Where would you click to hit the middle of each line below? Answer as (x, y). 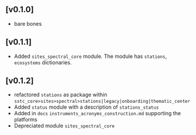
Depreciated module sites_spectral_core (64, 126)
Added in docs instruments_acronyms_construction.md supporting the (97, 113)
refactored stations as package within (60, 95)
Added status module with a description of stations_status (86, 107)
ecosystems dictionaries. (43, 62)
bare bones (28, 23)
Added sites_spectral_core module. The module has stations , (90, 56)
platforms (26, 120)
